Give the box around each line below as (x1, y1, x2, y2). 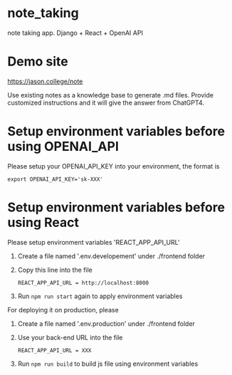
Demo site (7, 53, 69, 70)
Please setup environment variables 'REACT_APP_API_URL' (7, 238, 180, 246)
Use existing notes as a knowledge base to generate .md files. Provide (7, 90, 213, 99)
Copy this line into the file (17, 265, 93, 274)
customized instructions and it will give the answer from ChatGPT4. (7, 98, 205, 107)
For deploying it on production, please (7, 305, 119, 314)
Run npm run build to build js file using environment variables (17, 359, 199, 368)
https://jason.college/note (7, 77, 83, 85)
